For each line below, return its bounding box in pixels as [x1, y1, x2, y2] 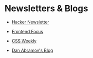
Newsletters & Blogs [4, 3, 88, 14]
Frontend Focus [11, 28, 43, 34]
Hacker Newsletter [11, 19, 50, 25]
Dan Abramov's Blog [11, 47, 53, 53]
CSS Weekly [11, 38, 37, 44]
